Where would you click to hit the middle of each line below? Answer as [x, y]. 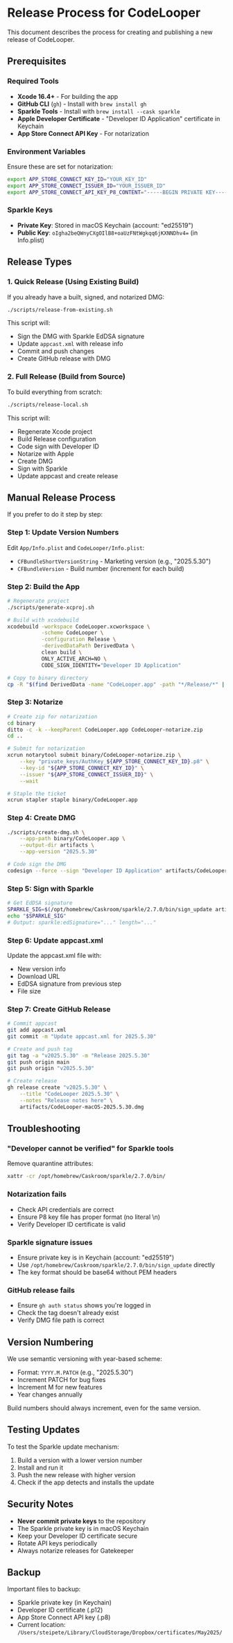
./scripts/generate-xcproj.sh [51, 607]
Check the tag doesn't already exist [68, 1313]
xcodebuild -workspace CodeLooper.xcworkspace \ [79, 627]
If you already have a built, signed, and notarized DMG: [86, 297]
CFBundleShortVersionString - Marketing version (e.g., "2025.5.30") [114, 561]
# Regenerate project [38, 601]
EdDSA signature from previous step [69, 984]
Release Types [40, 262]
